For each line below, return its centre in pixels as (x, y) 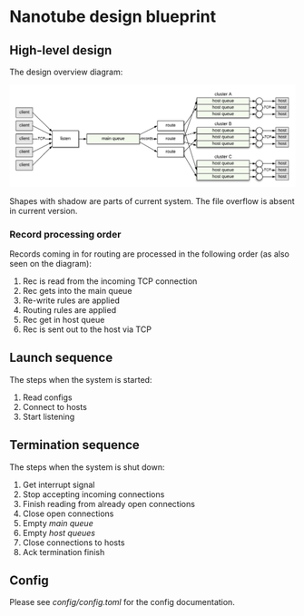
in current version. (44, 210)
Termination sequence (75, 445)
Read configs (47, 397)
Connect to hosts (55, 406)
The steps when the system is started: (81, 379)
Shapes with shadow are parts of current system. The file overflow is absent (152, 200)
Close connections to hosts (74, 543)
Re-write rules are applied (71, 300)
